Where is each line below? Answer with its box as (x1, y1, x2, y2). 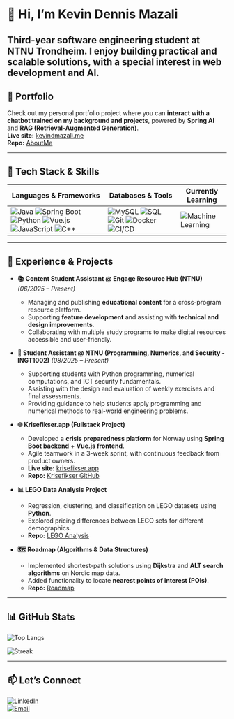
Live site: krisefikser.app (27, 464, 99, 472)
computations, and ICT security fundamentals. (27, 377, 162, 386)
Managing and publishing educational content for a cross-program (27, 298, 221, 307)
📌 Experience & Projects (7, 255, 114, 268)
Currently (185, 187, 219, 196)
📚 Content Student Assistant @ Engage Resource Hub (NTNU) (17, 275, 203, 283)
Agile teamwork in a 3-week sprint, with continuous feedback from (27, 449, 220, 458)
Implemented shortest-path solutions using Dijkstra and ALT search (27, 562, 224, 570)
